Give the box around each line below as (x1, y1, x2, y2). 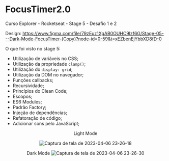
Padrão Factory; (12, 104, 47, 110)
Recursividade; (12, 83, 44, 89)
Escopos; (12, 93, 33, 99)
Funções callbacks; (12, 77, 53, 83)
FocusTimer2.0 (5, 4, 71, 15)
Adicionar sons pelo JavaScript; (12, 120, 80, 126)
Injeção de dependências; (12, 110, 67, 116)
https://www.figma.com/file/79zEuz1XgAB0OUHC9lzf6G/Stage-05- (22, 30, 164, 36)
